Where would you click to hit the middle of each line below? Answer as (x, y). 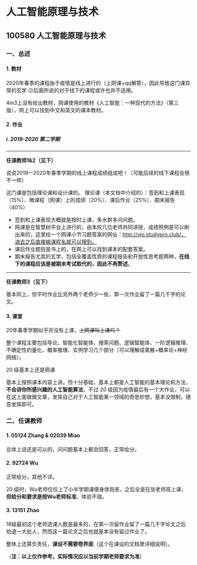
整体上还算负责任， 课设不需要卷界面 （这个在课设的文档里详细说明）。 (89, 544)
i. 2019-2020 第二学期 (33, 139)
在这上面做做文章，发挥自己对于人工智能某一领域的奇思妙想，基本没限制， (96, 397)
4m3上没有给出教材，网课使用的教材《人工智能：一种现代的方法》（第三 (92, 103)
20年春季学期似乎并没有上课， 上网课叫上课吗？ (63, 330)
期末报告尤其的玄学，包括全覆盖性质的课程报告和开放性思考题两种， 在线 (102, 256)
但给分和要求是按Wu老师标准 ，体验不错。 (57, 496)
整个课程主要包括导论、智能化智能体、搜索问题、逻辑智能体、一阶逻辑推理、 (98, 343)
